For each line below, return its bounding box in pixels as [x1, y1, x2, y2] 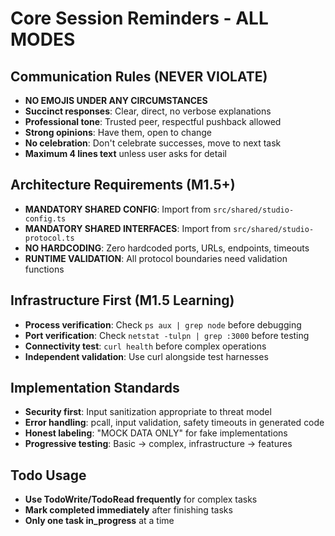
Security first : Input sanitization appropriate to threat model [24, 406, 272, 418]
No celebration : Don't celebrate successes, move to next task [24, 137, 282, 149]
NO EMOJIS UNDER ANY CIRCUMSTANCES [24, 95, 208, 106]
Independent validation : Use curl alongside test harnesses [24, 350, 269, 362]
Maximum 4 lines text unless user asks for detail [24, 148, 228, 159]
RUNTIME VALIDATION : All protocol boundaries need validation [24, 252, 288, 264]
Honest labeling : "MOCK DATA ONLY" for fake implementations [24, 427, 288, 439]
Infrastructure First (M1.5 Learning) [10, 292, 235, 309]
